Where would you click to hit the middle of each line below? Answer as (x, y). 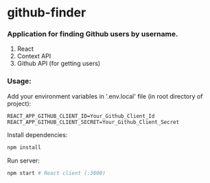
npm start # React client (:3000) (57, 173)
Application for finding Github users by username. (93, 34)
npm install (24, 147)
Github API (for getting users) (59, 64)
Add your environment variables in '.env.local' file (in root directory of (105, 96)
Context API (34, 56)
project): (19, 103)
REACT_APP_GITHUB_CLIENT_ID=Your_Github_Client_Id (81, 116)
